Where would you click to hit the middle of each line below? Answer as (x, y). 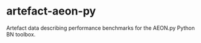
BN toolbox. (21, 34)
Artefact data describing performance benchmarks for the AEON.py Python (101, 28)
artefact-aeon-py (51, 11)
